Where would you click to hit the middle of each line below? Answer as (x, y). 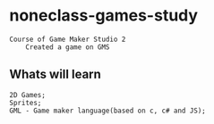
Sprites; (26, 103)
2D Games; (28, 95)
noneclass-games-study (104, 16)
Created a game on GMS (68, 47)
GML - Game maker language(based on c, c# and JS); (107, 111)
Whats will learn (55, 74)
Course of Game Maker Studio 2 (68, 39)
